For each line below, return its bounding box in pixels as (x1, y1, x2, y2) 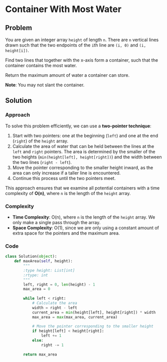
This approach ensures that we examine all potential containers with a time (5, 185, 160, 191)
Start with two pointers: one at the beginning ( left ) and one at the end (12, 132, 158, 138)
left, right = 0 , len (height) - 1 (23, 282, 95, 287)
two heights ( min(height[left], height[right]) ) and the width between (12, 154, 162, 160)
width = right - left (32, 305, 78, 310)
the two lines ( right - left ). (12, 159, 72, 165)
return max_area (23, 352, 57, 357)
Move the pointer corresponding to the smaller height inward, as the (12, 164, 153, 170)
